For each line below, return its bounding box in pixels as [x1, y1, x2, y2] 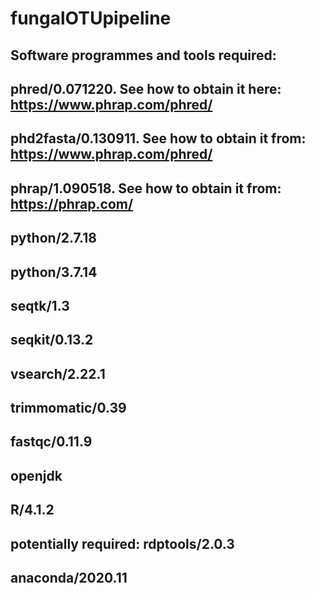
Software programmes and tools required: [10, 47, 277, 64]
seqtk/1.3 [10, 297, 70, 314]
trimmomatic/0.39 [10, 400, 127, 417]
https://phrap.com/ [10, 195, 134, 212]
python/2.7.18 [10, 230, 97, 247]
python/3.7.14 [10, 263, 98, 281]
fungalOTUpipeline [10, 7, 172, 30]
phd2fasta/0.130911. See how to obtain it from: [10, 130, 307, 147]
